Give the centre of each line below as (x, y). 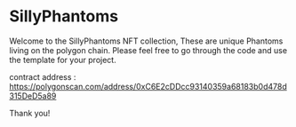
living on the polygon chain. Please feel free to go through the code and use (148, 50)
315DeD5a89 (33, 96)
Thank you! (30, 113)
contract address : (43, 76)
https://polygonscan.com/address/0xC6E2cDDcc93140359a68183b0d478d (148, 86)
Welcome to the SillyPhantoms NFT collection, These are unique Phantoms (146, 41)
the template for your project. (63, 60)
